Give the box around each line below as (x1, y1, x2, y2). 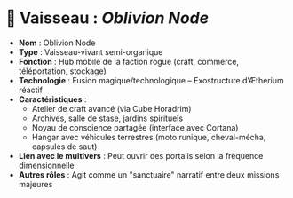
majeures (18, 178, 53, 189)
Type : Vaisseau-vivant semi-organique (18, 46, 163, 57)
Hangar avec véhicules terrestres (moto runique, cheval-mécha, (31, 131, 266, 142)
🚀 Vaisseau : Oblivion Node (5, 8, 210, 28)
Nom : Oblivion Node (18, 37, 96, 48)
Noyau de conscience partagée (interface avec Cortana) (31, 122, 239, 132)
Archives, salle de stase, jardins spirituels (31, 113, 184, 123)
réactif (18, 84, 44, 95)
